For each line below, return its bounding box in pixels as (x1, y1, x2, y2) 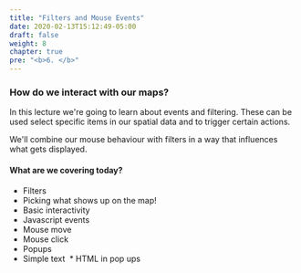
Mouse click (22, 234, 69, 245)
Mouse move (22, 224, 72, 235)
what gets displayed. (9, 143, 88, 155)
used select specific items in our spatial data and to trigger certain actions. (9, 116, 291, 128)
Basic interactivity (22, 205, 90, 215)
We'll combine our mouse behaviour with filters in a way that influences (9, 134, 278, 145)
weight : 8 (9, 38, 47, 48)
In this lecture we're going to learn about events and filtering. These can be (9, 107, 293, 118)
